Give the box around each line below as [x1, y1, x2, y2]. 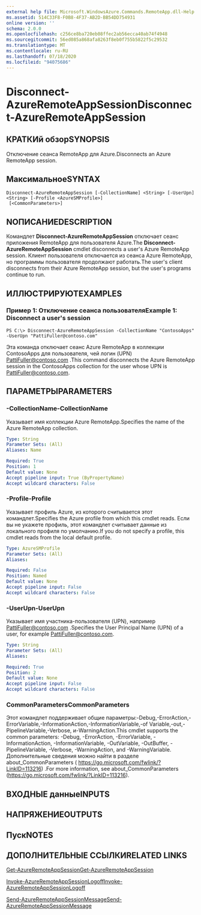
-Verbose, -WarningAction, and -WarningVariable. [49, 746, 172, 753]
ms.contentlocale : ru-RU [6, 48, 68, 54]
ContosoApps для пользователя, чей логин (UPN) [6, 350, 133, 357]
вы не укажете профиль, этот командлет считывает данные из [6, 521, 167, 528]
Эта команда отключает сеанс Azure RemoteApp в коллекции [6, 343, 164, 350]
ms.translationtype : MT [6, 43, 66, 49]
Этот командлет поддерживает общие [6, 714, 105, 722]
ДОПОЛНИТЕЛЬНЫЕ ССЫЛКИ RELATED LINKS [6, 850, 187, 860]
